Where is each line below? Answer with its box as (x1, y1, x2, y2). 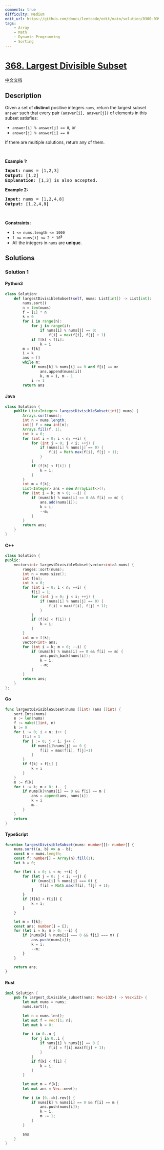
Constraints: (5, 220, 31, 225)
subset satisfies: (5, 115, 38, 121)
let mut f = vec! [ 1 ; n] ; (22, 1018, 73, 1023)
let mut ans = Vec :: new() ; (22, 1086, 78, 1091)
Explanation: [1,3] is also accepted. (5, 177, 98, 183)
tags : (5, 21, 16, 26)
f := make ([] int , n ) (14, 721, 56, 725)
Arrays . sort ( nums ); (22, 413, 62, 418)
